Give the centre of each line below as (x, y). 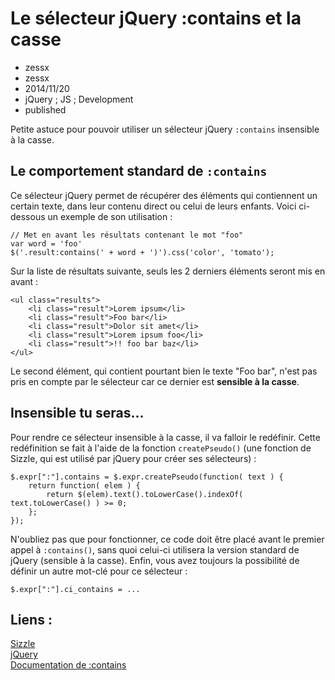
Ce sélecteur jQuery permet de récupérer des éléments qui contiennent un (164, 195)
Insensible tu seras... (77, 413)
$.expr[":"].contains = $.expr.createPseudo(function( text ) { (147, 477)
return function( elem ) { (84, 485)
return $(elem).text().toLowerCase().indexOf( (145, 494)
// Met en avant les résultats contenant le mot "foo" (127, 235)
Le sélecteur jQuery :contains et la (156, 18)
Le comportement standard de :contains (139, 171)
